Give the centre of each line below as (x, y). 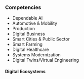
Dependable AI (27, 18)
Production (23, 29)
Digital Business (29, 34)
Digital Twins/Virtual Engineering (45, 60)
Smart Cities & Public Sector (41, 39)
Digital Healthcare (31, 50)
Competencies (23, 7)
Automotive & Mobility (35, 23)
